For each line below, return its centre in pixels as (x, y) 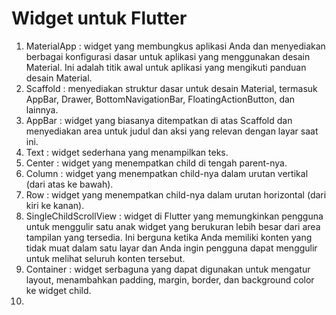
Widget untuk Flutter (99, 18)
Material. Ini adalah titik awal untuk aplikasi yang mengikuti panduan (166, 67)
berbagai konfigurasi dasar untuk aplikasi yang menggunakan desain (168, 56)
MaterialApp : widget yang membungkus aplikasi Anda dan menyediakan (175, 46)
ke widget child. (58, 290)
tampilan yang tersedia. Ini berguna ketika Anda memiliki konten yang (169, 237)
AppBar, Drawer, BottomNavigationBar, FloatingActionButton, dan (160, 99)
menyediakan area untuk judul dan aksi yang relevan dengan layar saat (172, 131)
